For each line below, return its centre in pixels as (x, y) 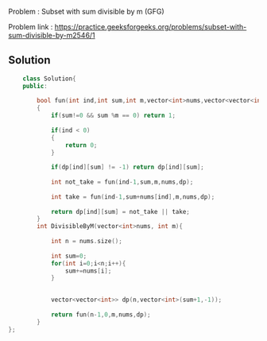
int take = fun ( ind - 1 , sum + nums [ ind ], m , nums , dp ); (133, 197)
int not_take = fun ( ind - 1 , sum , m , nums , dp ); (122, 182)
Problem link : (31, 27)
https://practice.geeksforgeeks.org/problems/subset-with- (151, 27)
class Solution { (50, 79)
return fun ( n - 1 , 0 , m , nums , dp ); (101, 314)
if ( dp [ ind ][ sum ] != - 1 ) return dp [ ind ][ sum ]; (127, 167)
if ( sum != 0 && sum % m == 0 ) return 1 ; (113, 116)
